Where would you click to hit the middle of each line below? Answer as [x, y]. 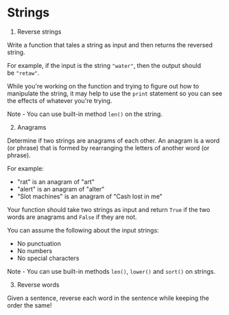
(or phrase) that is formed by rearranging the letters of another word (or [108, 148]
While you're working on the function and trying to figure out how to [103, 86]
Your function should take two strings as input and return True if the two [109, 209]
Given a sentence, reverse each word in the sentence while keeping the [108, 298]
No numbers [35, 250]
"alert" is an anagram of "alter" [61, 189]
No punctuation [39, 243]
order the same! [30, 305]
